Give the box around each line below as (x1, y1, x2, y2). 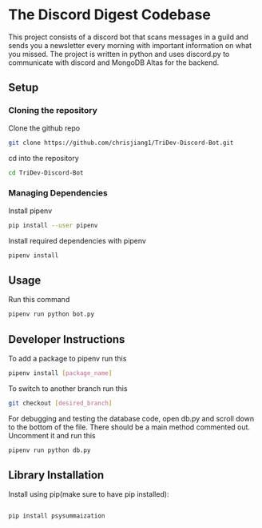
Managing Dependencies (8, 187, 108, 199)
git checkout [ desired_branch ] (8, 399, 113, 407)
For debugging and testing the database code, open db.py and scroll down (8, 413, 254, 423)
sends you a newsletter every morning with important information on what (8, 40, 252, 50)
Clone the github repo (8, 123, 81, 133)
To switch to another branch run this (8, 383, 128, 393)
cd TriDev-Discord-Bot (8, 168, 84, 177)
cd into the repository (8, 153, 80, 163)
